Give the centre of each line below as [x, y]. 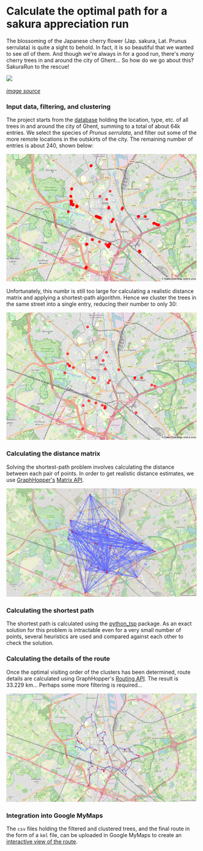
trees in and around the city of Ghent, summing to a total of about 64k [93, 126]
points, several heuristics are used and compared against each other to [95, 637]
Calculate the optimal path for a [87, 11]
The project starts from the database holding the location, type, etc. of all [97, 120]
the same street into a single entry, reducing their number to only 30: [92, 304]
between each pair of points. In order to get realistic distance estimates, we [100, 473]
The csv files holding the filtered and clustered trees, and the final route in [98, 829]
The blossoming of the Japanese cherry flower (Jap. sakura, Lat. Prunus [97, 41]
